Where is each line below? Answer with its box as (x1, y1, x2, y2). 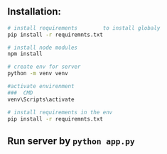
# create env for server (7, 63, 81, 70)
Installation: (7, 6, 62, 18)
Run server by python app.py (7, 135, 135, 147)
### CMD (7, 89, 33, 97)
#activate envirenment (7, 83, 75, 90)
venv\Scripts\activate (7, 96, 75, 103)
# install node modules (7, 44, 78, 51)
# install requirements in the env (7, 109, 113, 116)
